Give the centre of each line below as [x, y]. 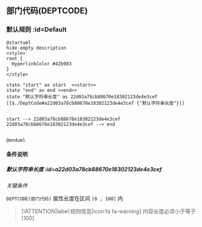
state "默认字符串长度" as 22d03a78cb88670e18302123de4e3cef [82, 97]
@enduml [16, 140]
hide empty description [36, 48]
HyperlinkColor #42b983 [42, 64]
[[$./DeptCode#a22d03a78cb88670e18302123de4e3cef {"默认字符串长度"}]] [96, 103]
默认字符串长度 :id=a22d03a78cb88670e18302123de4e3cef [84, 169]
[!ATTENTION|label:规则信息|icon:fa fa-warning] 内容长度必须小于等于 [108, 211]
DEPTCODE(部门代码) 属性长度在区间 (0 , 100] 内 [65, 199]
